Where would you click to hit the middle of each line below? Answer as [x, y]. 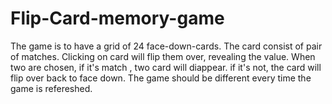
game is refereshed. [51, 88]
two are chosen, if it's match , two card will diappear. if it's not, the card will [166, 67]
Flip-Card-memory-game [117, 18]
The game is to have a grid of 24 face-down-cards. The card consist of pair [166, 46]
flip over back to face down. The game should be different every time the [161, 78]
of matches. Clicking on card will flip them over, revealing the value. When [163, 56]
